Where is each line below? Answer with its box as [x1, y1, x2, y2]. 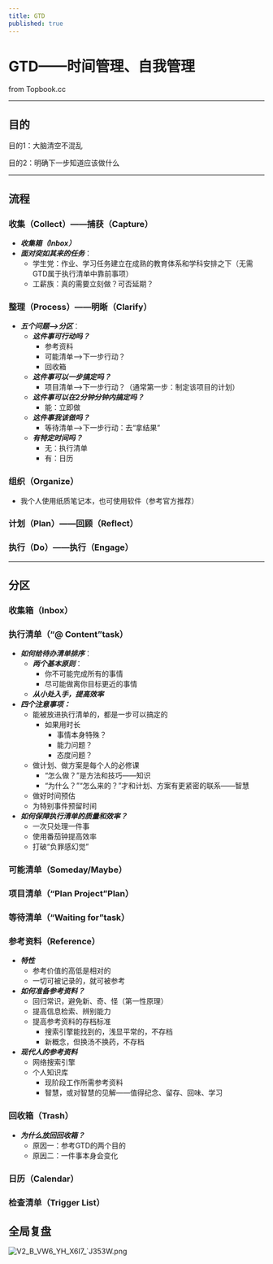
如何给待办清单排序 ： [19, 648, 92, 659]
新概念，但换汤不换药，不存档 [44, 1037, 145, 1047]
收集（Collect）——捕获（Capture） [8, 218, 154, 229]
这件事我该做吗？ [32, 412, 90, 423]
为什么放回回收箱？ [19, 1130, 85, 1140]
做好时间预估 [32, 791, 76, 801]
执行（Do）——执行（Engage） [8, 542, 134, 553]
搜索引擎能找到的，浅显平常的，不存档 [44, 1026, 173, 1037]
